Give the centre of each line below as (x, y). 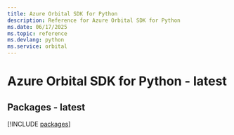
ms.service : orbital (38, 46)
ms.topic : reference (38, 33)
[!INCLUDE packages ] (39, 124)
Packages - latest (46, 107)
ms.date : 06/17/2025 (38, 27)
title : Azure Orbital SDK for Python (63, 14)
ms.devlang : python (36, 40)
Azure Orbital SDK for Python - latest (117, 81)
